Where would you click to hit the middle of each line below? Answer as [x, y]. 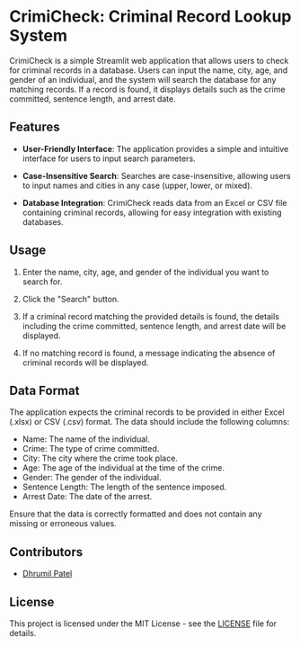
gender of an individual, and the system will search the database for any [143, 79]
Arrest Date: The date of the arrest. [87, 497]
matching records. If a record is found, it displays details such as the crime [147, 89]
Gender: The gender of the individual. [92, 478]
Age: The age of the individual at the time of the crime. [123, 468]
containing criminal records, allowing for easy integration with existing [152, 212]
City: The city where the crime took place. [100, 458]
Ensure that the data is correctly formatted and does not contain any [136, 514]
